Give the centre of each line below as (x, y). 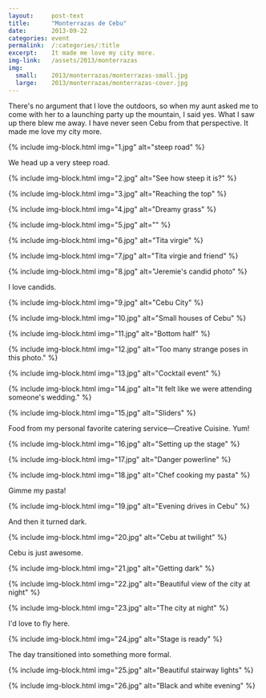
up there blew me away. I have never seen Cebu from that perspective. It (128, 123)
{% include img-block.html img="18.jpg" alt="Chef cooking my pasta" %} (129, 475)
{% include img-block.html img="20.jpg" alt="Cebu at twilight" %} (118, 537)
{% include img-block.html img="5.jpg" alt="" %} (89, 225)
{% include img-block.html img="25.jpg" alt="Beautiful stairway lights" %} (131, 670)
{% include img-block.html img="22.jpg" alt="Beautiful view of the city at (129, 583)
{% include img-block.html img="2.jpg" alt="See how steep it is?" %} (123, 178)
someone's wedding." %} (50, 397)
